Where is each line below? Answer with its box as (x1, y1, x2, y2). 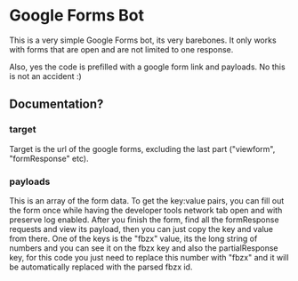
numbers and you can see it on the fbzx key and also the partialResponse (9, 242, 278, 253)
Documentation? (9, 97, 104, 112)
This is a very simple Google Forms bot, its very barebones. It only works (9, 35, 278, 45)
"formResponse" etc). (9, 153, 89, 164)
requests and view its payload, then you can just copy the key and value (9, 223, 274, 234)
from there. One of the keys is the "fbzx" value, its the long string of (9, 233, 258, 244)
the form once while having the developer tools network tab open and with (9, 205, 283, 215)
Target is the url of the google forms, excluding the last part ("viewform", (9, 143, 276, 154)
